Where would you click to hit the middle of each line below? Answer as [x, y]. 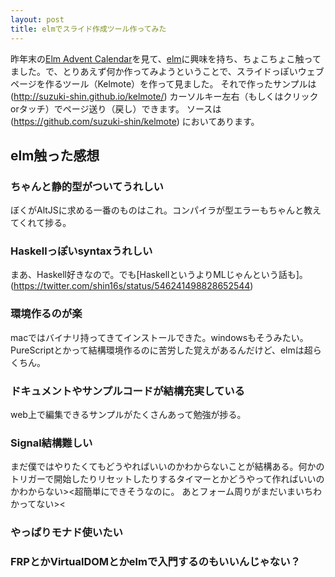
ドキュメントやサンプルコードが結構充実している [127, 391]
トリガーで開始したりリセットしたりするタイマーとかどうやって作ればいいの [167, 479]
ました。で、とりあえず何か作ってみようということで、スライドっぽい [154, 71]
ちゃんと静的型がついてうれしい [87, 186]
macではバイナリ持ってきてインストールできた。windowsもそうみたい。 [159, 337]
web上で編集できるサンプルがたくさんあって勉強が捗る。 [128, 415]
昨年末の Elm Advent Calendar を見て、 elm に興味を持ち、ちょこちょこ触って [166, 58]
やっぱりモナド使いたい [66, 533]
